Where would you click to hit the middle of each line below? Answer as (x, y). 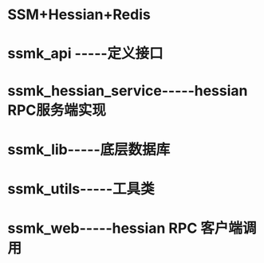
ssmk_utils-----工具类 (81, 188)
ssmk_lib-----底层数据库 (89, 149)
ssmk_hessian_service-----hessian (128, 90)
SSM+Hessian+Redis (79, 15)
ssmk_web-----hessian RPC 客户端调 (132, 228)
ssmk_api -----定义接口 (86, 54)
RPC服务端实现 (57, 110)
